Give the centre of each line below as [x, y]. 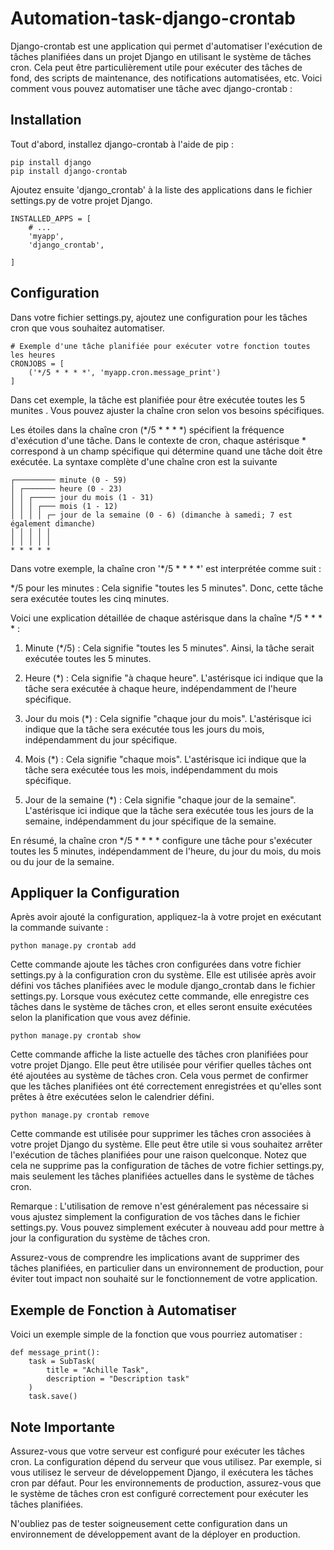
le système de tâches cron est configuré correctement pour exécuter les [159, 1493]
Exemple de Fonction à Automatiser [123, 1310]
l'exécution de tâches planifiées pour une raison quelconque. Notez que [158, 1155]
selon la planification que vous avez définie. [100, 1018]
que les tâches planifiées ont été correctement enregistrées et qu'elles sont [166, 1086]
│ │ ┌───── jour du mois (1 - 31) [82, 497]
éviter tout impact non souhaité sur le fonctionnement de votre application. [164, 1279]
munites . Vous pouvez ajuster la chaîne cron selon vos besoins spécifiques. [167, 410]
